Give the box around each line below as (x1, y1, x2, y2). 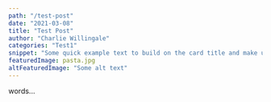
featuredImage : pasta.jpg (8, 57, 95, 65)
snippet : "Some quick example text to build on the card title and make (8, 49, 258, 57)
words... (8, 86, 35, 96)
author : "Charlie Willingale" (8, 34, 110, 43)
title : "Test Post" (8, 27, 74, 35)
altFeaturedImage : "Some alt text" (8, 64, 128, 72)
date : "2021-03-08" (8, 19, 74, 27)
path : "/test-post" (8, 11, 74, 20)
